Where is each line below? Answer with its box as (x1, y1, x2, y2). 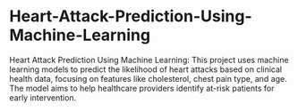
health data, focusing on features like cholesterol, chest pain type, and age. (9, 73, 288, 84)
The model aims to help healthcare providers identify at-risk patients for (9, 83, 275, 93)
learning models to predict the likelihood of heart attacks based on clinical (9, 64, 283, 75)
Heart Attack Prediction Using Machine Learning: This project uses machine (9, 54, 289, 65)
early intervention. (9, 92, 77, 103)
